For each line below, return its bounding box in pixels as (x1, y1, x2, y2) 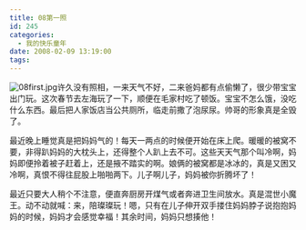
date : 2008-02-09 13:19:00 (9, 47, 112, 56)
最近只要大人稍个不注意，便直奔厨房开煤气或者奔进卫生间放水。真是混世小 (9, 188, 289, 199)
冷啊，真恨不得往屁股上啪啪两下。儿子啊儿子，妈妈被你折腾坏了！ (9, 169, 257, 180)
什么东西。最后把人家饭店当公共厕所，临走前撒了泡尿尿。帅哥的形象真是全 (9, 105, 289, 115)
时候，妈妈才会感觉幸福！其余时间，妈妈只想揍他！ (25, 211, 217, 222)
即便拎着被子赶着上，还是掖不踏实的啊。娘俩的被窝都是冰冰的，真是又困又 (16, 158, 297, 168)
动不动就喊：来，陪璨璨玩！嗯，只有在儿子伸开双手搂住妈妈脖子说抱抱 (25, 200, 289, 210)
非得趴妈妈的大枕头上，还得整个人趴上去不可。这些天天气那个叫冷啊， (25, 146, 289, 157)
